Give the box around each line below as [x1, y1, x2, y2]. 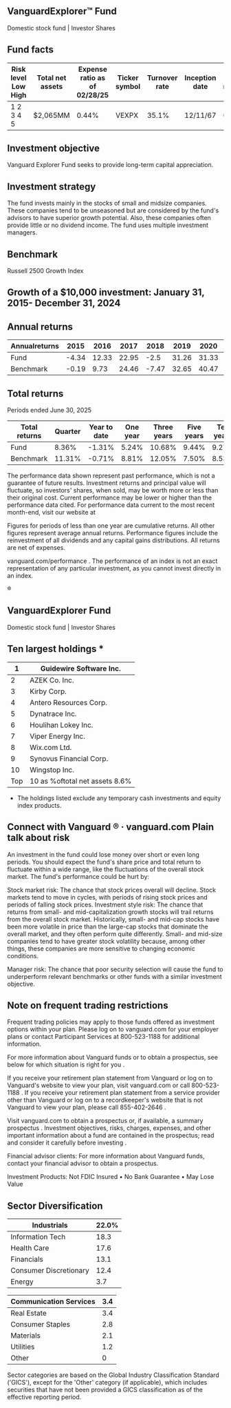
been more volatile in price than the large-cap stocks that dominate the [7, 922, 208, 931]
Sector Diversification [7, 1200, 103, 1211]
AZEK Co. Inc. [30, 675, 74, 685]
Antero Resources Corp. [30, 697, 108, 707]
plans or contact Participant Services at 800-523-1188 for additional [7, 1033, 200, 1041]
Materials [10, 1331, 41, 1340]
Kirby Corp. [30, 686, 67, 696]
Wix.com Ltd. [30, 742, 72, 752]
